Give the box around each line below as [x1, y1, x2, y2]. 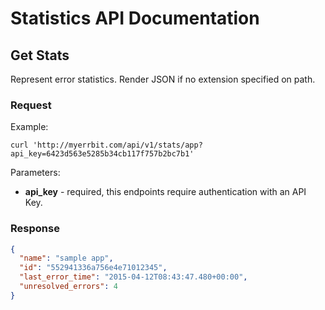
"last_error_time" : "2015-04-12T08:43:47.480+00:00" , [19, 272, 248, 282]
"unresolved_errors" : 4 [19, 282, 118, 292]
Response [10, 222, 60, 236]
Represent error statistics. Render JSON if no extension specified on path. [10, 73, 316, 85]
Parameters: [10, 167, 61, 179]
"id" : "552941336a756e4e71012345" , [19, 263, 168, 273]
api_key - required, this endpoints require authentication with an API [24, 186, 307, 198]
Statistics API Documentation [10, 7, 260, 30]
